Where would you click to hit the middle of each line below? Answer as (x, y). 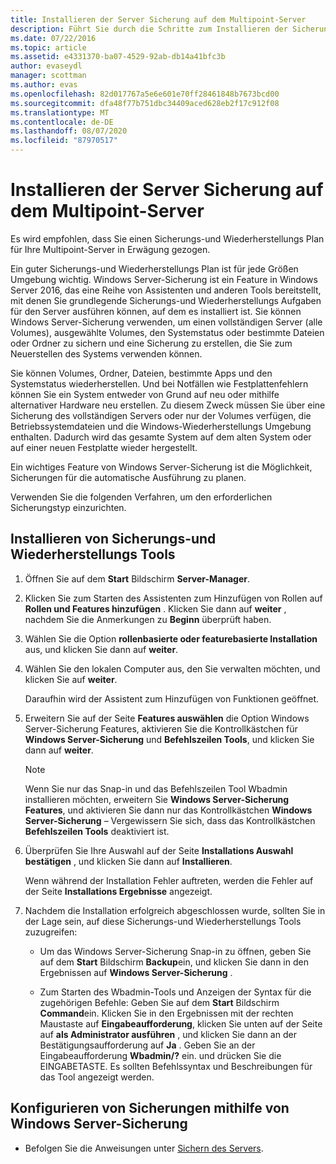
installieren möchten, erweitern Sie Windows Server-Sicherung (157, 799)
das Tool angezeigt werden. (97, 1077)
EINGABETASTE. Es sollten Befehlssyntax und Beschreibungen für (176, 1066)
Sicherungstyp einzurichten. (68, 507)
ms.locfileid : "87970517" (64, 141)
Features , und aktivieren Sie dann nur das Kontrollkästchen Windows (168, 810)
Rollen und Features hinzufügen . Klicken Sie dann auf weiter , (155, 608)
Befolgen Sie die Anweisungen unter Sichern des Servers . (144, 1148)
